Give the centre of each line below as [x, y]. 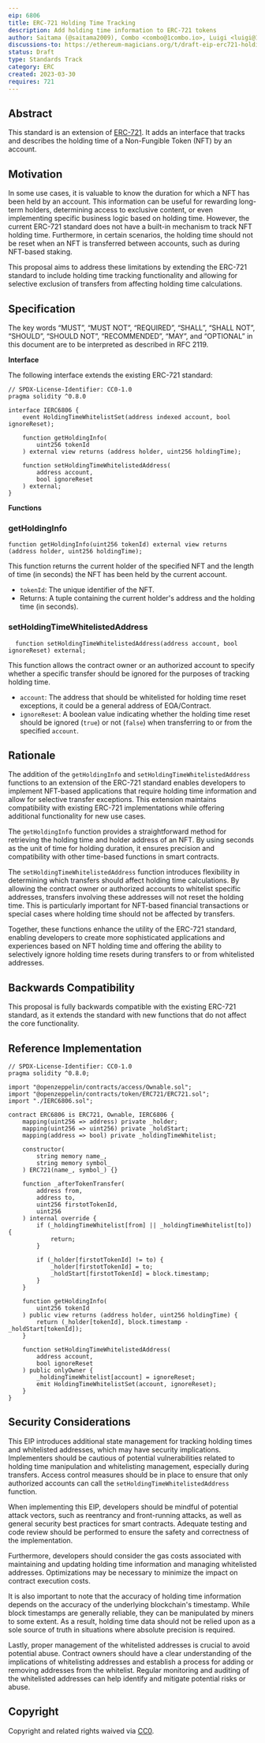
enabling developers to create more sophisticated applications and [117, 938]
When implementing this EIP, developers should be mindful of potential [123, 1507]
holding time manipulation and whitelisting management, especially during [129, 1466]
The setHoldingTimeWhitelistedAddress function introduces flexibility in [124, 872]
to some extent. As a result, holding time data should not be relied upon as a [132, 1621]
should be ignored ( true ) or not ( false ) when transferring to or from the [136, 722]
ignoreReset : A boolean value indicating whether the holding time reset [135, 714]
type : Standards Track [45, 60]
